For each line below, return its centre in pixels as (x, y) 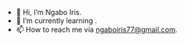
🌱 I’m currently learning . (56, 21)
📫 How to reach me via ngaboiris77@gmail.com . (97, 29)
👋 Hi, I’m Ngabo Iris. (48, 12)
